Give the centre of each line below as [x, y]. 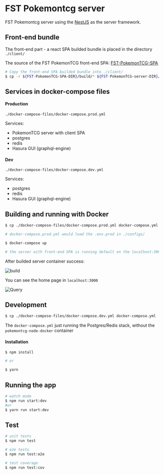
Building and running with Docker [57, 214]
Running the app [31, 385]
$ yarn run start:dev [27, 410]
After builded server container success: [45, 261]
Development [26, 305]
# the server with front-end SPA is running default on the [68, 252]
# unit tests [18, 436]
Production [17, 104]
